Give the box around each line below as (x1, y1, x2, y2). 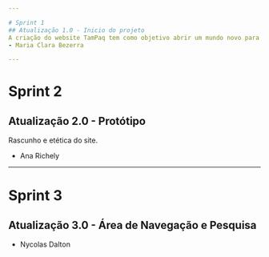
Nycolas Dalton (19, 239, 70, 249)
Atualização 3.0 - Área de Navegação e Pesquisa (8, 218, 257, 232)
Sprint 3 (8, 187, 62, 205)
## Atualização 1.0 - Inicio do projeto (8, 26, 146, 34)
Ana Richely (19, 151, 60, 161)
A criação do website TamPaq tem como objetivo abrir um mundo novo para (8, 34, 260, 42)
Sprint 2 (8, 82, 62, 101)
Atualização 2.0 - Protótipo (8, 114, 147, 128)
